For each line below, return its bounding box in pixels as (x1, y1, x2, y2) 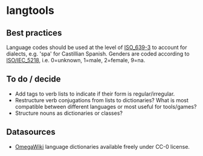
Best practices (6, 28, 62, 38)
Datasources (6, 127, 56, 137)
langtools (6, 4, 54, 18)
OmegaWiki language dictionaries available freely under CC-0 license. (14, 143, 190, 150)
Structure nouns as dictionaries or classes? (14, 109, 123, 117)
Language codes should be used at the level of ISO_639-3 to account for (6, 44, 187, 51)
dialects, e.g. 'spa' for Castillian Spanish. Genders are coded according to (6, 50, 190, 57)
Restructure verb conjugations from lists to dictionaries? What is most (14, 96, 189, 103)
